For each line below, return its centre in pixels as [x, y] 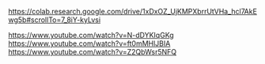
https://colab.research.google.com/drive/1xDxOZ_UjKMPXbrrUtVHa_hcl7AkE [132, 11]
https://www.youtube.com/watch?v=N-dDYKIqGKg [91, 35]
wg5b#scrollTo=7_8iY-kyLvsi [55, 20]
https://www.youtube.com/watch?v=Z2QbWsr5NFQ [92, 52]
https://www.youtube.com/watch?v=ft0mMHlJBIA [89, 43]
